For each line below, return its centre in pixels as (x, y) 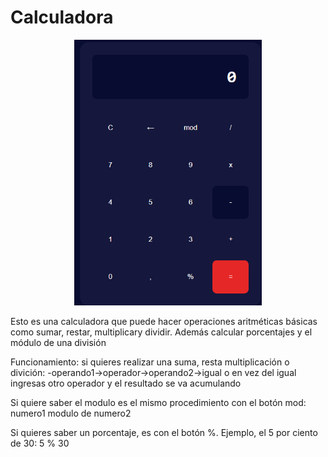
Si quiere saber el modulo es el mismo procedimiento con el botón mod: (158, 403)
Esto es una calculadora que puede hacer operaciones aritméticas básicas (164, 322)
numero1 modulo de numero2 (71, 413)
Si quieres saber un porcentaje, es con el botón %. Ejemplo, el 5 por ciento (164, 433)
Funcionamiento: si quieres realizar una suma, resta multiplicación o (150, 362)
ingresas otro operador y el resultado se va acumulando (126, 383)
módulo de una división (58, 343)
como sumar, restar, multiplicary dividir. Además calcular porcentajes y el (161, 332)
